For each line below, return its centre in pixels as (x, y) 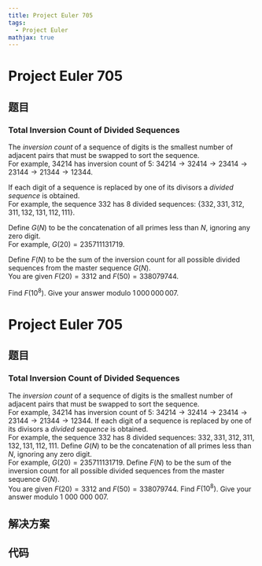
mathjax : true (31, 37)
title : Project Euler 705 (50, 15)
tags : (17, 23)
